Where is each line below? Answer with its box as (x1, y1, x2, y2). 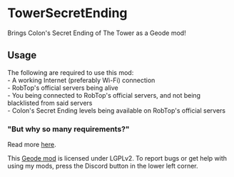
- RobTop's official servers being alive (7, 84, 119, 92)
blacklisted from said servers (7, 98, 93, 107)
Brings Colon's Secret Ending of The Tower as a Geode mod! (7, 29, 187, 37)
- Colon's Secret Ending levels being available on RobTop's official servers (7, 106, 226, 115)
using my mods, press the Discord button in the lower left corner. (7, 162, 198, 171)
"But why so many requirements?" (7, 123, 130, 133)
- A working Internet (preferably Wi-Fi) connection (7, 76, 156, 84)
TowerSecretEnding (7, 5, 128, 21)
